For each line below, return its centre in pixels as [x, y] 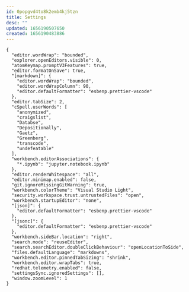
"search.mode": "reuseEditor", [50, 242]
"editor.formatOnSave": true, [49, 71]
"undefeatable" [36, 149]
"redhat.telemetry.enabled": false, [57, 268]
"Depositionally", [39, 128]
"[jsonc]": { [28, 221]
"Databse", [30, 123]
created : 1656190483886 [36, 34]
